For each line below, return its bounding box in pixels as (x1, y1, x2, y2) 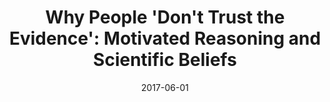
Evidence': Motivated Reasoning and (8, 27, 322, 50)
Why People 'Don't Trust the (45, 6, 285, 29)
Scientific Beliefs (93, 49, 237, 71)
